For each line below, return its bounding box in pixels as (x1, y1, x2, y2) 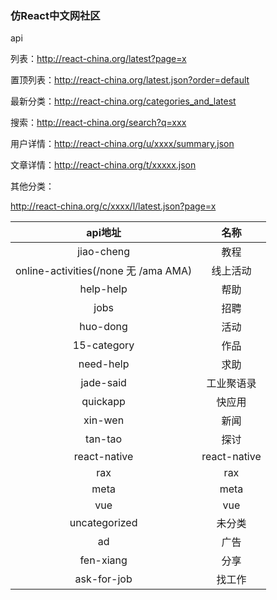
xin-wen (83, 413, 125, 427)
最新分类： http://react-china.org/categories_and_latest (10, 95, 237, 107)
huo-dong (79, 320, 128, 334)
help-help (79, 282, 128, 296)
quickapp (81, 395, 126, 409)
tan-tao (85, 432, 123, 446)
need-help (78, 357, 130, 371)
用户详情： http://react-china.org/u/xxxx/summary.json (10, 138, 235, 150)
